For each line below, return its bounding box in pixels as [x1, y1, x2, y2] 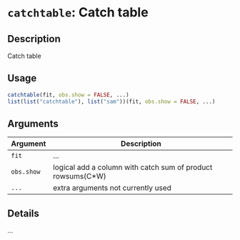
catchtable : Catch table [7, 4, 149, 21]
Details [7, 207, 39, 219]
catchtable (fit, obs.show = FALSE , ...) [7, 91, 130, 99]
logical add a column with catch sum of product [53, 162, 213, 172]
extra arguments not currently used [53, 183, 171, 193]
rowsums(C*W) [53, 171, 106, 181]
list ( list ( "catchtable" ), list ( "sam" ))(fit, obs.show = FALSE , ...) [7, 98, 216, 105]
